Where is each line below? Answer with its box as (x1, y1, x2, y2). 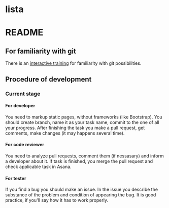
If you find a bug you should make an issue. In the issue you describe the (5, 186, 158, 193)
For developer (5, 103, 36, 109)
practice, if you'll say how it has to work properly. (5, 197, 108, 203)
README (5, 27, 44, 38)
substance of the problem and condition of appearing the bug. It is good (5, 192, 156, 198)
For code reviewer (5, 142, 45, 148)
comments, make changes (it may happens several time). (5, 130, 125, 136)
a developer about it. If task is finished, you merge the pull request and (5, 158, 153, 164)
